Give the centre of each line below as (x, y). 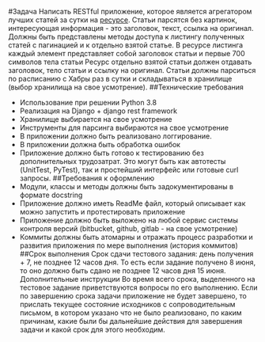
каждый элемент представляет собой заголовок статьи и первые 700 (127, 53)
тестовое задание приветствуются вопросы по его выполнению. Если (138, 287)
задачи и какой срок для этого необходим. (93, 329)
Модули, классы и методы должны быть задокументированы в (127, 186)
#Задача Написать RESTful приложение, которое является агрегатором (130, 11)
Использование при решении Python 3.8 (88, 103)
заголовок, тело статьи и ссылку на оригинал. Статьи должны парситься (132, 70)
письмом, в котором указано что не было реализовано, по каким (131, 313)
